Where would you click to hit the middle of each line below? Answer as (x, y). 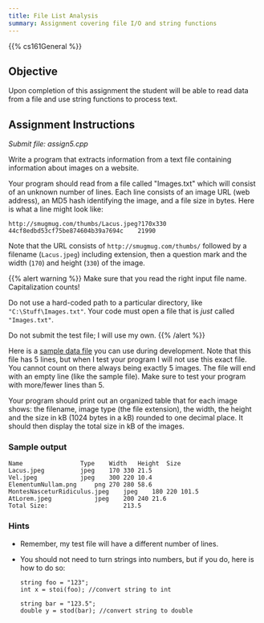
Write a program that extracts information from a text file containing (120, 160)
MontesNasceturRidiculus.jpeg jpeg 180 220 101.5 (104, 492)
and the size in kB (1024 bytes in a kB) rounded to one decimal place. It (126, 418)
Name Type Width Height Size (95, 464)
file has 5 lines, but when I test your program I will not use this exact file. (128, 359)
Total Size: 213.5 (75, 506)
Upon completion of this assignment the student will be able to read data (128, 91)
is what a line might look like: (56, 209)
